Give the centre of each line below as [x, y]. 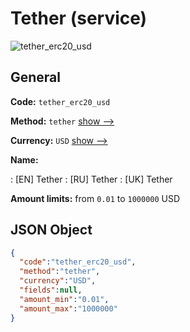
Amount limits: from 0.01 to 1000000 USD [95, 198]
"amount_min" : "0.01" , [64, 299]
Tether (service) [79, 18]
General [36, 77]
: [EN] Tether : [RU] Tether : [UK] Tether [91, 179]
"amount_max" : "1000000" [68, 308]
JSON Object [51, 230]
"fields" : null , [51, 290]
